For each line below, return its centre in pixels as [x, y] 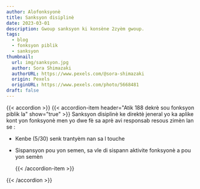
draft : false [23, 91]
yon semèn [29, 156]
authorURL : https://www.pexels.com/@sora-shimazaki [78, 74]
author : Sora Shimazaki [41, 68]
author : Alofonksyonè [34, 12]
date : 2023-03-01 [28, 23]
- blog [20, 40]
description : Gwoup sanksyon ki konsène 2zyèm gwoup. [76, 29]
